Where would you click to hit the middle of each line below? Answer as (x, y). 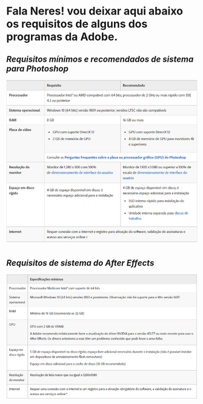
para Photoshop (37, 69)
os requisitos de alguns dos (77, 24)
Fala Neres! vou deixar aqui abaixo (95, 11)
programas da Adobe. (62, 37)
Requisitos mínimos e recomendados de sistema (100, 59)
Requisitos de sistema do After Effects (80, 263)
